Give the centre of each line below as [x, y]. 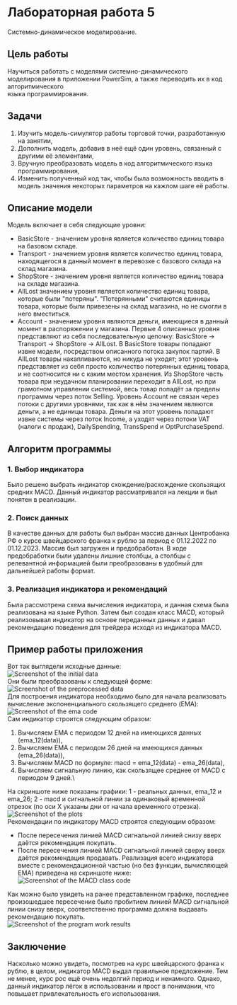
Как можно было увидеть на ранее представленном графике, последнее [118, 894]
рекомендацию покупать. [46, 917]
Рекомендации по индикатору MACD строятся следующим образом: [112, 822]
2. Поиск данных [38, 517]
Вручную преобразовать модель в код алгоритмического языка [115, 163]
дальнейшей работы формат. [51, 571]
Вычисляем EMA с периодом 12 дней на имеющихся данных [109, 733]
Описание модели [50, 208]
